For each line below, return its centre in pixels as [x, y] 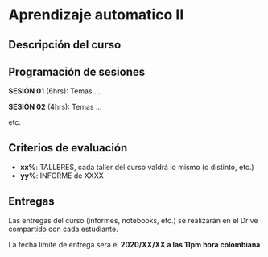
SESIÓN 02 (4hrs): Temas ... [55, 107]
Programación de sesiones [77, 71]
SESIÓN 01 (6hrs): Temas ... [54, 91]
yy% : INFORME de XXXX [62, 176]
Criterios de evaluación [68, 148]
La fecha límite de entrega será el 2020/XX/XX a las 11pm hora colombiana [134, 245]
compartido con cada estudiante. [63, 229]
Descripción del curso [65, 45]
